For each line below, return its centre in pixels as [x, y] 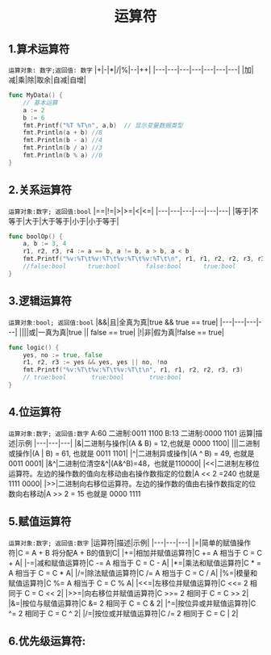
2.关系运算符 [40, 190]
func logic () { [34, 347]
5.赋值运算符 [40, 522]
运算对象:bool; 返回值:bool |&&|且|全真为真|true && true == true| [113, 322]
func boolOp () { [35, 236]
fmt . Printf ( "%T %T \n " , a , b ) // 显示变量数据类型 [103, 125]
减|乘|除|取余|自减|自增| [47, 80]
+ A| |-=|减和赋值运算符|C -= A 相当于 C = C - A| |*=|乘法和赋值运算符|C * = [135, 563]
